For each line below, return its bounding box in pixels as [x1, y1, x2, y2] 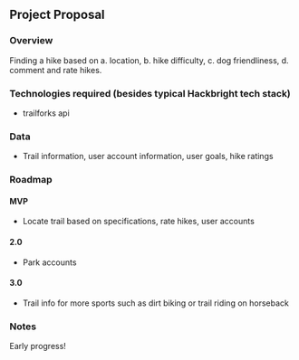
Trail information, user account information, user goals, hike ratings [22, 151, 274, 162]
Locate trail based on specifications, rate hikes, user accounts [22, 216, 256, 227]
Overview [9, 34, 53, 47]
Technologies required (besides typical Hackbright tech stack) [9, 87, 292, 99]
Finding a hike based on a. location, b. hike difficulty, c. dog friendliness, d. [9, 54, 289, 66]
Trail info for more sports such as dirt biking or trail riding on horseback [22, 298, 290, 308]
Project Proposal [9, 7, 106, 23]
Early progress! [9, 341, 66, 352]
